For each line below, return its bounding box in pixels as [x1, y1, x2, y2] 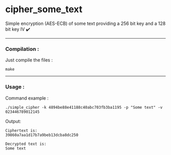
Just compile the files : [5, 57, 53, 63]
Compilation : [5, 45, 39, 52]
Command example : [5, 95, 49, 101]
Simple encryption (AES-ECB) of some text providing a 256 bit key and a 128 [5, 20, 166, 26]
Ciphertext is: [5, 128, 38, 133]
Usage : [5, 83, 25, 90]
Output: [5, 118, 21, 124]
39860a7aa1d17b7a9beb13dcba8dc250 [5, 132, 79, 138]
